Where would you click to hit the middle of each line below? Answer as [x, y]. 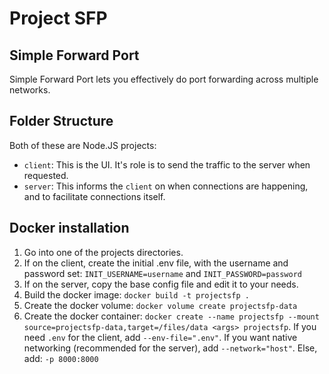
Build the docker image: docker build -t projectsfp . [136, 294]
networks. [30, 90]
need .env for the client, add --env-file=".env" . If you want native [160, 337]
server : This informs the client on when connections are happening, [166, 186]
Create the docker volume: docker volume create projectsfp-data [160, 305]
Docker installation [69, 228]
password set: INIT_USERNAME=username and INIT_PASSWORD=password [162, 273]
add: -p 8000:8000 [61, 358]
